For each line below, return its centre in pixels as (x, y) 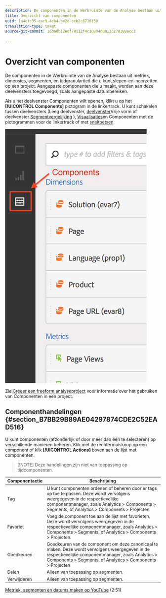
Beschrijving (103, 481)
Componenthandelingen (43, 412)
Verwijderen (20, 579)
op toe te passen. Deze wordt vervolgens (88, 493)
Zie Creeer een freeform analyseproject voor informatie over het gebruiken (81, 391)
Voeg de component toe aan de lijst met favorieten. (99, 516)
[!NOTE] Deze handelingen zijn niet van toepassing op (72, 465)
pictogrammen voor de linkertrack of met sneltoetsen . (60, 122)
